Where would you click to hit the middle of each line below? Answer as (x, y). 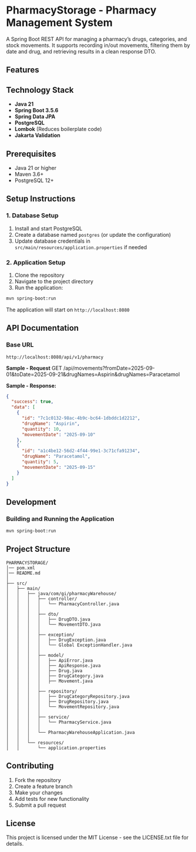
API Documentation (43, 328)
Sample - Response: (31, 385)
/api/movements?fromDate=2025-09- (109, 368)
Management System (60, 23)
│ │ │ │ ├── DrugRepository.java (58, 702)
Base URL (20, 345)
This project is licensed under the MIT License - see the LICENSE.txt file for (97, 837)
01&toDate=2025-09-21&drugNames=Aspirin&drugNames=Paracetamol (93, 374)
